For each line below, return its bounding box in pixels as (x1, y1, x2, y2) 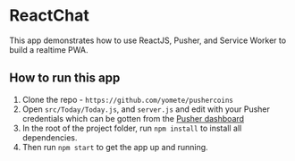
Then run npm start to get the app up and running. (21, 141, 208, 152)
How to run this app (9, 71, 121, 86)
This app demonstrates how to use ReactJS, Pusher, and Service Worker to (9, 35, 287, 46)
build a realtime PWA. (9, 44, 88, 55)
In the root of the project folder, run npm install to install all (21, 123, 242, 133)
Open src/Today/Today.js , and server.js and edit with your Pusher (21, 104, 271, 114)
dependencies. (21, 131, 78, 143)
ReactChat (9, 5, 89, 26)
